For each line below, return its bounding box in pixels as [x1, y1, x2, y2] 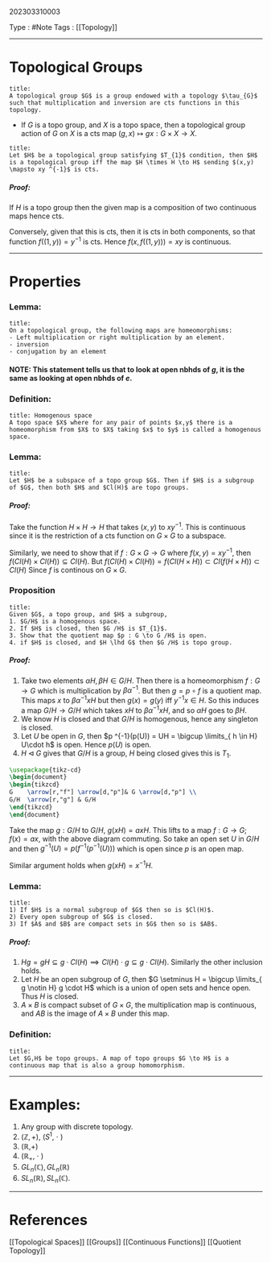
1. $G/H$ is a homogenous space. [9, 617, 121, 625]
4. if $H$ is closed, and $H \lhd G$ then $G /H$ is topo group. [9, 638, 232, 647]
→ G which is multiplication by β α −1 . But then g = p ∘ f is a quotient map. [20, 684, 262, 695]
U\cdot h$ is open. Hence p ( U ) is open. [20, 739, 152, 749]
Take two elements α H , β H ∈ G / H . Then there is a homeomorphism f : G [20, 676, 261, 685]
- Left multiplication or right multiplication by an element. [9, 333, 226, 342]
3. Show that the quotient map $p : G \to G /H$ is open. [9, 631, 207, 640]
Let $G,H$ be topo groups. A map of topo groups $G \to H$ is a [9, 1054, 229, 1062]
